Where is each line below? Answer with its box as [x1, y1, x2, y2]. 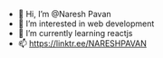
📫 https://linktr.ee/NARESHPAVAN [17, 38, 147, 49]
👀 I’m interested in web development [17, 18, 155, 29]
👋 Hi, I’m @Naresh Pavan [17, 9, 111, 19]
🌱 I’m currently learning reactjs [17, 28, 133, 38]
